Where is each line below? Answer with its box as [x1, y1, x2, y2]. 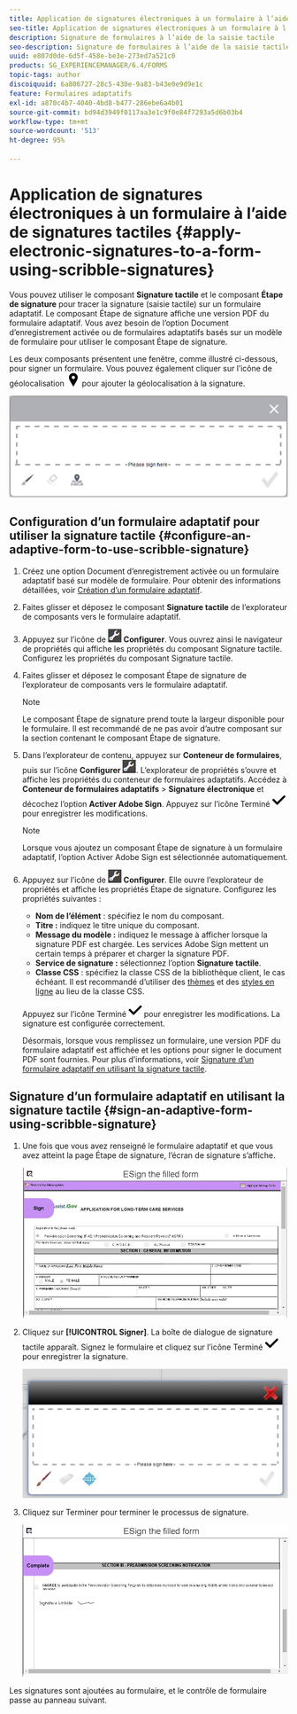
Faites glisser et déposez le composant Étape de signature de [21, 669, 247, 680]
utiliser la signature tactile [9, 528, 156, 544]
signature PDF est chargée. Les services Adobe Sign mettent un [34, 938, 270, 949]
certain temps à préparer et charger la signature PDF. [34, 948, 230, 959]
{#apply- [175, 223, 242, 243]
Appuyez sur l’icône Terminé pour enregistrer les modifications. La [21, 1008, 281, 1019]
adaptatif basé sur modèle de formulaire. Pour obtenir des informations [21, 575, 281, 585]
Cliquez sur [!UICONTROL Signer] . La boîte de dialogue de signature [21, 1327, 273, 1338]
